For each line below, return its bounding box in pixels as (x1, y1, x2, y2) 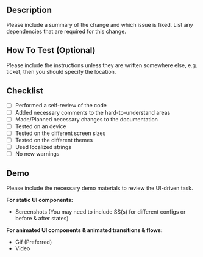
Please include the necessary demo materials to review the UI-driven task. (6, 184, 193, 192)
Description (6, 5, 52, 15)
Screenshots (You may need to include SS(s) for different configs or (15, 208, 186, 215)
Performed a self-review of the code (15, 102, 107, 109)
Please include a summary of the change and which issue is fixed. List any (6, 21, 193, 28)
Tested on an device (15, 122, 66, 130)
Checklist (6, 85, 44, 96)
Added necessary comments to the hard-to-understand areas (15, 109, 171, 116)
